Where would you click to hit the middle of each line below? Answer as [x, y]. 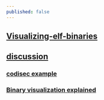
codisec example [32, 74]
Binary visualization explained [51, 90]
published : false [28, 12]
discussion [27, 57]
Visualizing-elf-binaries [52, 36]
